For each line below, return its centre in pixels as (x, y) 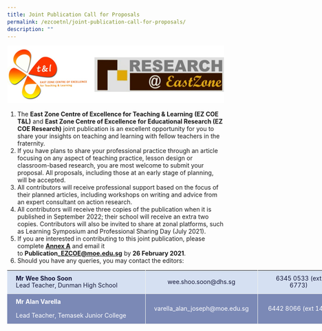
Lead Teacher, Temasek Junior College (71, 315)
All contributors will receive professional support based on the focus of (118, 187)
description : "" (30, 29)
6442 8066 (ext (291, 309)
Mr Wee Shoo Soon (44, 278)
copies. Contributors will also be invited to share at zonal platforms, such (120, 223)
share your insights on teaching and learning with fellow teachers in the (118, 136)
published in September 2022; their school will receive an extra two (113, 217)
